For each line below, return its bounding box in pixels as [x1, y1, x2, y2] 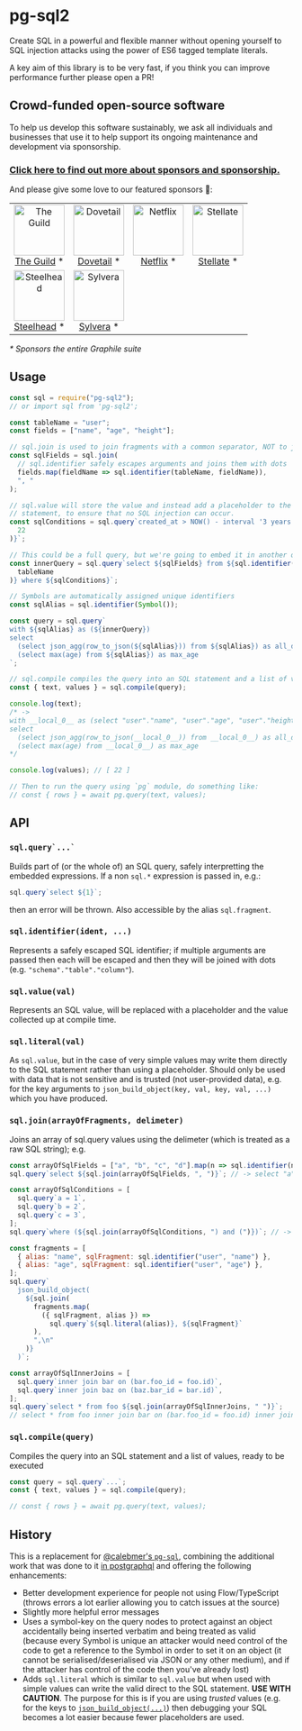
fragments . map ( [32, 1302, 91, 1311]
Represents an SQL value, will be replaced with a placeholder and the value [9, 1005, 289, 1016]
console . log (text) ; [9, 699, 83, 708]
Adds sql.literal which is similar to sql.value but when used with [22, 1673, 271, 1684]
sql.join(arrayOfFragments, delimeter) [9, 1116, 184, 1126]
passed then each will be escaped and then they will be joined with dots [9, 954, 276, 965]
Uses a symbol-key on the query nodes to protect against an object [22, 1616, 272, 1626]
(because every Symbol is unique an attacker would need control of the [22, 1635, 288, 1645]
